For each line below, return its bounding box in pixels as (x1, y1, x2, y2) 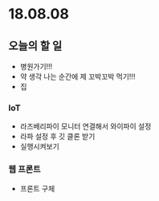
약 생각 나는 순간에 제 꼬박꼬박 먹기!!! (19, 72, 136, 81)
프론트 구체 (19, 183, 55, 193)
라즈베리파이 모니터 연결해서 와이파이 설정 (19, 121, 152, 131)
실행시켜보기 (19, 142, 60, 151)
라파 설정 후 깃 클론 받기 (19, 132, 96, 142)
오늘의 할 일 (8, 39, 63, 52)
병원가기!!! (19, 62, 53, 71)
